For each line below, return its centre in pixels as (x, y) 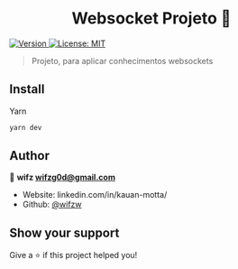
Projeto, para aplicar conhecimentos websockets (122, 60)
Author (29, 156)
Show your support (64, 232)
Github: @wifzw (52, 204)
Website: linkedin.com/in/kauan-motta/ (95, 195)
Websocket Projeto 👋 (151, 19)
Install (27, 89)
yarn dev (26, 127)
